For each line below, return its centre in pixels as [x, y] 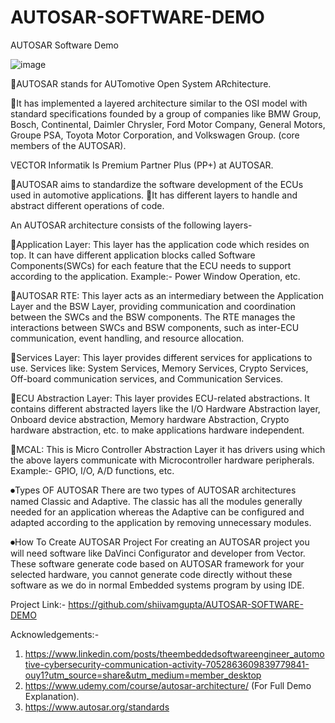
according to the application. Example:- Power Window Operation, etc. [155, 276]
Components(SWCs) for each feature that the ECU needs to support [151, 265]
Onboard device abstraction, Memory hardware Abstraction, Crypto [150, 419]
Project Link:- [38, 604]
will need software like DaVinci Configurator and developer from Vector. [158, 553]
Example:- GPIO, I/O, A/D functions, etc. [92, 470]
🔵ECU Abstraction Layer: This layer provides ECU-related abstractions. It [160, 398]
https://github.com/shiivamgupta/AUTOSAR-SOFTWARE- [186, 604]
